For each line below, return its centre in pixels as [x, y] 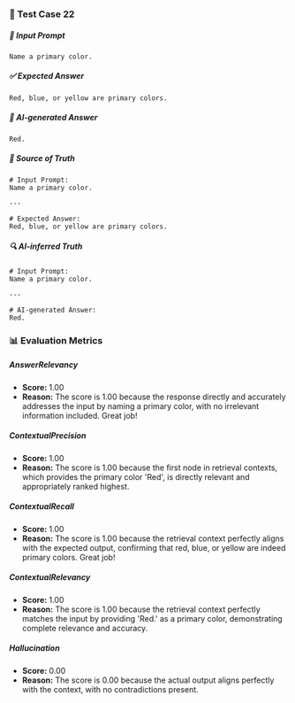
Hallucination [34, 648]
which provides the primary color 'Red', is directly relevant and [136, 476]
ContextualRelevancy [50, 577]
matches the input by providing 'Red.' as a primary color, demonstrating [152, 618]
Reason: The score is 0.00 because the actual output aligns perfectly [148, 680]
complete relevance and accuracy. [85, 628]
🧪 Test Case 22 [42, 14]
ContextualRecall [42, 506]
